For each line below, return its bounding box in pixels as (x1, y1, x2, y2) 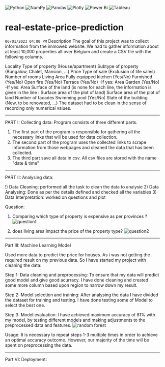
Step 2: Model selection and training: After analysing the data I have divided (5, 292, 159, 298)
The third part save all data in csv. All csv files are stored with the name (12, 155, 157, 161)
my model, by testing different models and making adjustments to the (5, 317, 146, 323)
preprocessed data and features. (5, 322, 72, 328)
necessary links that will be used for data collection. (12, 134, 118, 140)
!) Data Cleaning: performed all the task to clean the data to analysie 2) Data (5, 183, 159, 189)
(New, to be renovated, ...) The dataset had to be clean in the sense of (5, 100, 147, 106)
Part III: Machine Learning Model (5, 242, 71, 248)
